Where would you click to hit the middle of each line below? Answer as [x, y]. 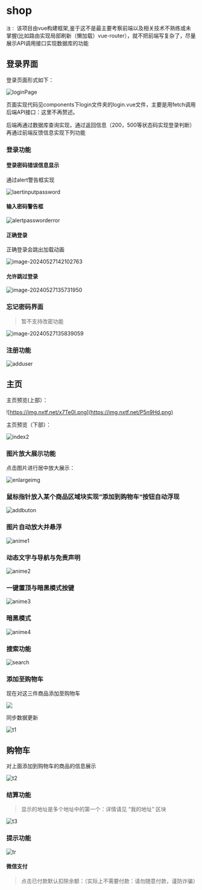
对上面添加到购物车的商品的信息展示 [51, 766]
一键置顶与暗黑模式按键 [40, 588]
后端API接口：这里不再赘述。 [42, 112]
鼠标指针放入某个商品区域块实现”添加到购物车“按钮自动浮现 [93, 497]
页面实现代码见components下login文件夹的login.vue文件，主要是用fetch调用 [101, 104]
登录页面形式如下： [30, 80]
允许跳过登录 [22, 276]
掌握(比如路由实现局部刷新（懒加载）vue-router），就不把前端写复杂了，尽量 [101, 35]
